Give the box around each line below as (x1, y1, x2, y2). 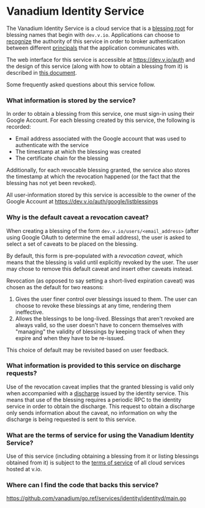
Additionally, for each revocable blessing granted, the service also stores (6, 167, 190, 174)
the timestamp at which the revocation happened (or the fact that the (6, 173, 181, 180)
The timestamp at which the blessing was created (15, 148, 141, 156)
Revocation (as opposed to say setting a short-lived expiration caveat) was (6, 277, 195, 284)
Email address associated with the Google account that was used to (15, 135, 187, 142)
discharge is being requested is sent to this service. (6, 415, 136, 423)
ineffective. (15, 308, 44, 316)
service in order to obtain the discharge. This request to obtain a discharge (6, 403, 195, 410)
